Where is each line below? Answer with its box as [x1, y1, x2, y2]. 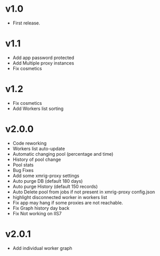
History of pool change [12, 156, 61, 162]
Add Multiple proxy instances [12, 60, 74, 66]
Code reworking [12, 140, 47, 146]
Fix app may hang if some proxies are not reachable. [12, 200, 123, 206]
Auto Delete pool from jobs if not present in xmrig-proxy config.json [12, 189, 155, 195]
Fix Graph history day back [12, 205, 70, 211]
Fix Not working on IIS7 [12, 210, 62, 216]
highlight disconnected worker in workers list [12, 194, 108, 200]
